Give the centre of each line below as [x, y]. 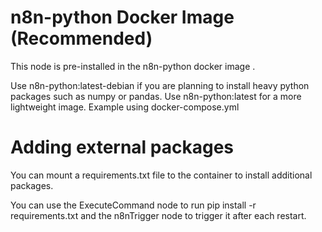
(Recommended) [81, 38]
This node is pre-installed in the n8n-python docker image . [133, 66]
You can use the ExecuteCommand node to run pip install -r [133, 205]
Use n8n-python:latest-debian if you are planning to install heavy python [160, 85]
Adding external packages [122, 147]
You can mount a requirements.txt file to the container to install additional [161, 175]
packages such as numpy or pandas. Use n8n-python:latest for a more [156, 96]
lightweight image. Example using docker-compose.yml [125, 107]
